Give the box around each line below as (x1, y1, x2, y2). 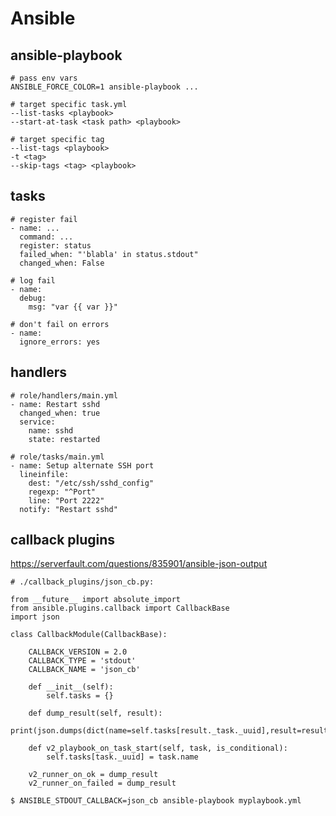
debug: (19, 293, 47, 303)
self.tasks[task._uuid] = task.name (46, 752, 199, 762)
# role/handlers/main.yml (10, 390, 118, 401)
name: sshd (28, 425, 74, 436)
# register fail (10, 214, 78, 224)
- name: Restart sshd (10, 399, 101, 409)
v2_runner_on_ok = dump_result (28, 770, 159, 780)
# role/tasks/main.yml (10, 452, 105, 462)
